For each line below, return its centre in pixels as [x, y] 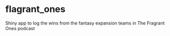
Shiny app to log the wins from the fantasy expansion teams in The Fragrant [85, 23]
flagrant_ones [35, 9]
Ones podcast [20, 28]
